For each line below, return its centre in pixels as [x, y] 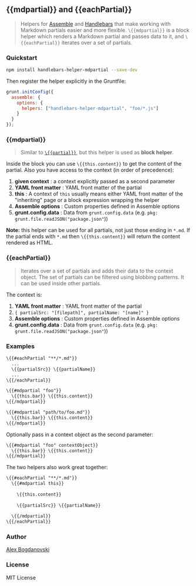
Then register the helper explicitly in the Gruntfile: [66, 81]
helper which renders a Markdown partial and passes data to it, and [102, 36]
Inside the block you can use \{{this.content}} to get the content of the [94, 164]
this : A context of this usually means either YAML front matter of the [99, 194]
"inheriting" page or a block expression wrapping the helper [87, 200]
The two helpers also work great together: [57, 467]
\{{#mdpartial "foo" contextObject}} [52, 445]
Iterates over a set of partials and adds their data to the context [97, 271]
